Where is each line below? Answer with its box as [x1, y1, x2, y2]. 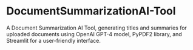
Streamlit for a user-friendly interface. [6, 37, 101, 44]
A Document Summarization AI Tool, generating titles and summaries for [6, 24, 187, 31]
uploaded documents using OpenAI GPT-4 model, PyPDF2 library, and [6, 30, 182, 37]
